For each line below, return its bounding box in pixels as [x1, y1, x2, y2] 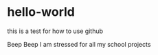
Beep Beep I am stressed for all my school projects [7, 40, 151, 48]
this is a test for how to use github [7, 27, 104, 35]
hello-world [7, 4, 76, 20]
